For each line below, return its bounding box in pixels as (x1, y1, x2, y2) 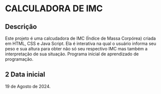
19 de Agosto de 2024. (5, 83, 51, 89)
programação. (5, 56, 34, 62)
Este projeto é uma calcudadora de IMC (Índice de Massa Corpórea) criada (5, 35, 156, 41)
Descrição (5, 23, 37, 31)
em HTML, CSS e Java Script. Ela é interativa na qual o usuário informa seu (5, 41, 156, 47)
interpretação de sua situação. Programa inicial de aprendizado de (5, 51, 139, 57)
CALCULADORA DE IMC (5, 3, 103, 14)
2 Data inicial (5, 70, 45, 79)
